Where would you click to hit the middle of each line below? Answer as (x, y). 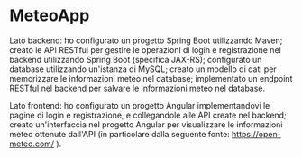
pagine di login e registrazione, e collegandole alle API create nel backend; (148, 115)
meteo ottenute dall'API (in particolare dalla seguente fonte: (119, 134)
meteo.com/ (32, 144)
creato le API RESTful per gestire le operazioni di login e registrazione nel (145, 49)
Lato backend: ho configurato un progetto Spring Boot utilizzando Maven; (146, 40)
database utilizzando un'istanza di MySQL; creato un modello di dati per (143, 69)
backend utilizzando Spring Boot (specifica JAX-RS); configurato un (136, 59)
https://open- (256, 134)
